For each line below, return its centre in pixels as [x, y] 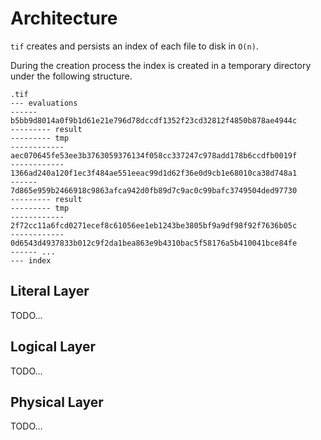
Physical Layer [57, 402]
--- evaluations [44, 103]
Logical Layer [53, 347]
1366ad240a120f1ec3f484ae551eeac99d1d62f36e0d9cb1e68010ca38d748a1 [154, 173]
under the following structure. [71, 76]
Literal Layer [50, 291]
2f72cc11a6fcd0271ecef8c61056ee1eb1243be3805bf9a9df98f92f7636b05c [154, 225]
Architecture [64, 18]
